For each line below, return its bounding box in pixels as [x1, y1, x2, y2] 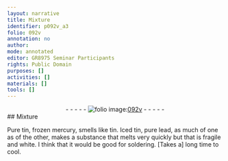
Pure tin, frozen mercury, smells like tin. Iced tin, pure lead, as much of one [7, 126, 218, 134]
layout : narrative [7, 10, 60, 17]
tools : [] [7, 86, 36, 93]
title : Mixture [7, 16, 51, 23]
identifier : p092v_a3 [7, 23, 69, 29]
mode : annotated [7, 49, 53, 55]
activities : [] [7, 73, 51, 81]
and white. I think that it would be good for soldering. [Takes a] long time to [7, 140, 219, 149]
